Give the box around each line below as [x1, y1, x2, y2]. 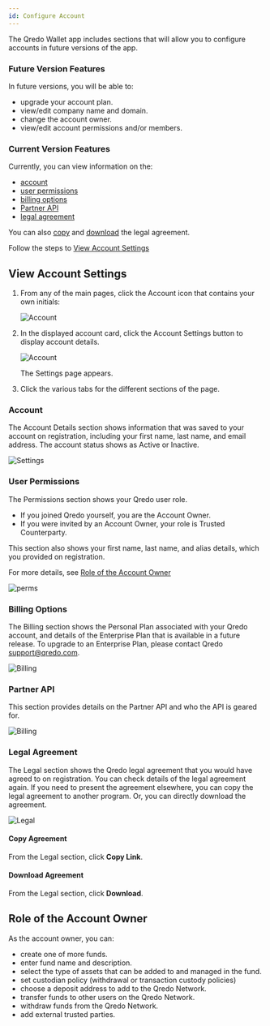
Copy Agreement [8, 834, 67, 844]
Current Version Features [8, 143, 111, 154]
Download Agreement [8, 870, 84, 880]
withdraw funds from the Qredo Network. [19, 1001, 159, 1011]
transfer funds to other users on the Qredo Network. [19, 992, 195, 1002]
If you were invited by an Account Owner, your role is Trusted [19, 518, 225, 528]
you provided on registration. [8, 552, 105, 561]
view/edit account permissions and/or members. [19, 122, 182, 132]
